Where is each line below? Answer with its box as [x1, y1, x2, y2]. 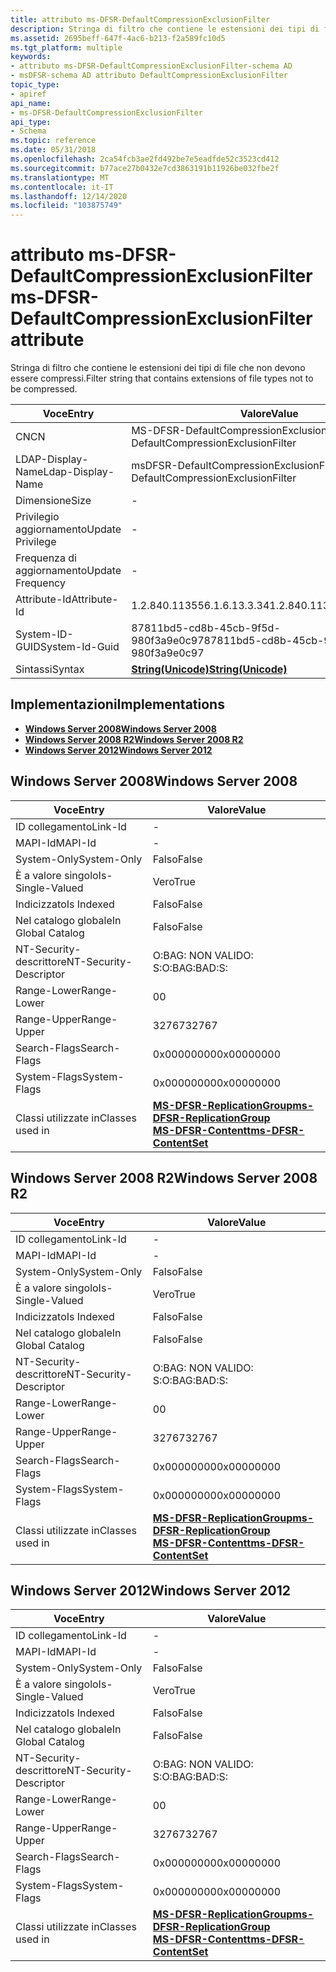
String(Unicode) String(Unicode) [131, 662, 288, 676]
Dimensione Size [15, 494, 92, 508]
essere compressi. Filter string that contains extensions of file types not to [10, 372, 314, 385]
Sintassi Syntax [15, 662, 85, 676]
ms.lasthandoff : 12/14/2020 [10, 191, 128, 201]
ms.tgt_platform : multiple [10, 42, 123, 53]
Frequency [15, 576, 66, 590]
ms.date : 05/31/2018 [10, 145, 97, 155]
